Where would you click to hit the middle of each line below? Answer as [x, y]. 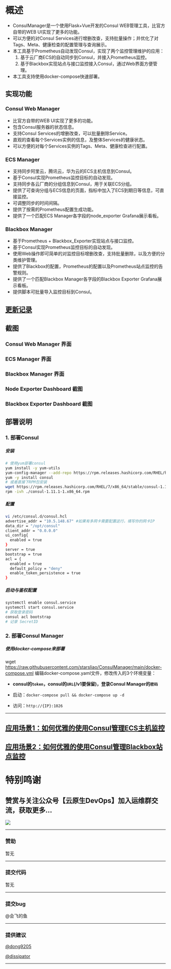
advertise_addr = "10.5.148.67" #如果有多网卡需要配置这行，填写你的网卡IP [80, 521]
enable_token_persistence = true [45, 573]
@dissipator [18, 956]
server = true [20, 550]
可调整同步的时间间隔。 [37, 203]
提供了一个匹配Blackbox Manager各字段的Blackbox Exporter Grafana [85, 279]
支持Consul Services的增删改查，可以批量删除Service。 [71, 133]
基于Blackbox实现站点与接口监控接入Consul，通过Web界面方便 [87, 64]
